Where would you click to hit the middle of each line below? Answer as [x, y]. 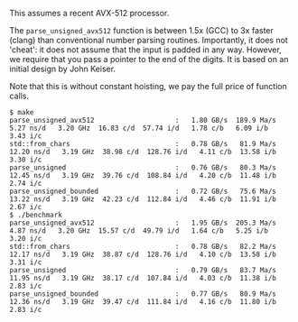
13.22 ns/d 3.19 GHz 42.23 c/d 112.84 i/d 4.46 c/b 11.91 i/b [143, 199]
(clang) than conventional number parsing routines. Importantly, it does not [149, 40]
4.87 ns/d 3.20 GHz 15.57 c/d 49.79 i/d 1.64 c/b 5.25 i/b [139, 231]
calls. [19, 96]
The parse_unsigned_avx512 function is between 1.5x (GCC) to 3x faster [141, 30]
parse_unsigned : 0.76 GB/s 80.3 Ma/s [143, 168]
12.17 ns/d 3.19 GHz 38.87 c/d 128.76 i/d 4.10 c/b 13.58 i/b [143, 254]
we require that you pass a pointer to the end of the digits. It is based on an [149, 59]
